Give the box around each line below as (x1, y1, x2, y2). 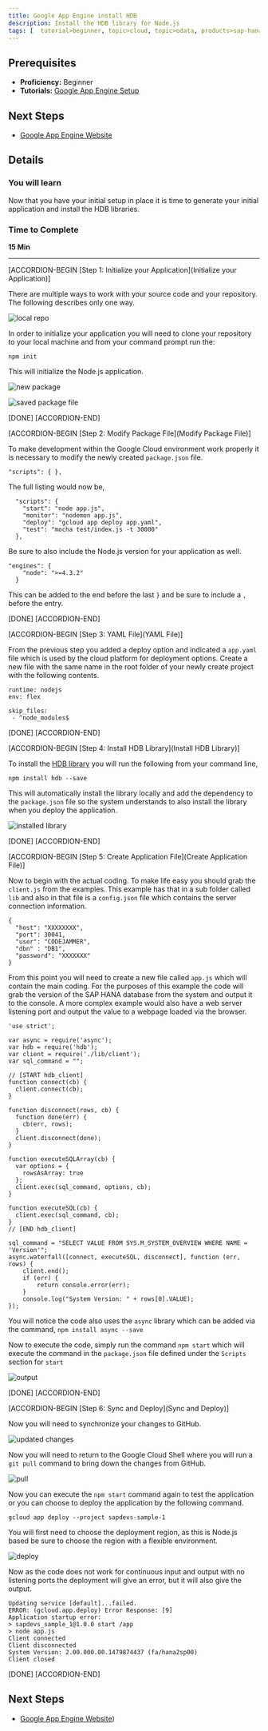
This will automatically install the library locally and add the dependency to (8, 788, 254, 798)
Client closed (8, 1655, 56, 1663)
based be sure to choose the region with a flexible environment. (8, 1536, 218, 1546)
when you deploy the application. (8, 805, 118, 815)
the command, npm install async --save (8, 1324, 144, 1334)
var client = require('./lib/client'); (8, 1050, 141, 1058)
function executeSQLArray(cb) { (8, 1155, 116, 1163)
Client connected (8, 1634, 66, 1642)
